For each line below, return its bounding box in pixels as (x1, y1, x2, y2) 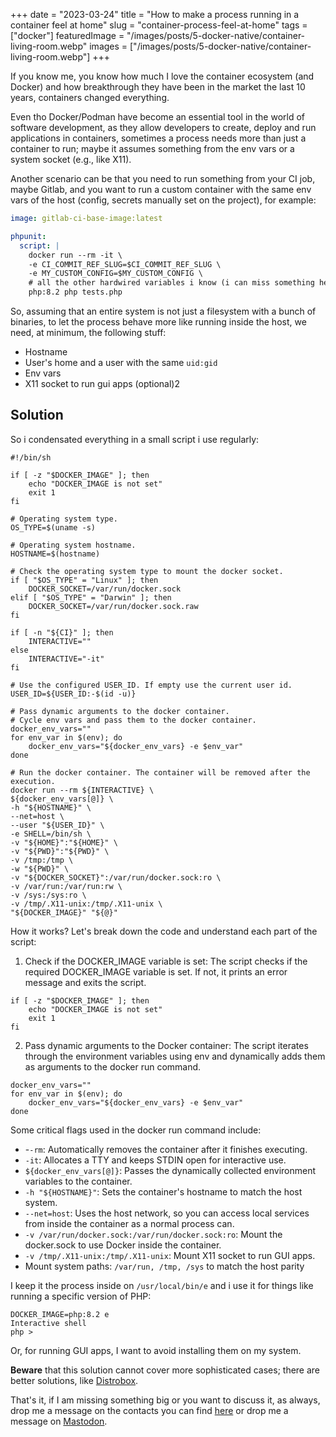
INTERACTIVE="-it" (28, 654, 105, 664)
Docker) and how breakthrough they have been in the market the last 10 (10, 81, 306, 93)
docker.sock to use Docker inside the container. (24, 1239, 222, 1251)
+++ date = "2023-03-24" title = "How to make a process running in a (10, 9, 300, 20)
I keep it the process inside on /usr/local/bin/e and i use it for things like (10, 1279, 314, 1291)
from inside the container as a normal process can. (24, 1217, 235, 1229)
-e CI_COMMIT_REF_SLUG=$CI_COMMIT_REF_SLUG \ (28, 259, 222, 269)
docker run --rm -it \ (28, 250, 123, 260)
